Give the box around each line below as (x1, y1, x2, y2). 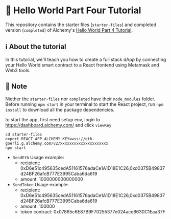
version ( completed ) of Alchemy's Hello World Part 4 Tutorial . (5, 27, 133, 33)
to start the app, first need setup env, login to (5, 116, 101, 122)
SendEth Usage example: (12, 154, 64, 160)
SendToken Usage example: (12, 181, 69, 187)
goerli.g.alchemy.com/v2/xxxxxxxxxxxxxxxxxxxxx (5, 141, 109, 146)
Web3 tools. (5, 67, 31, 73)
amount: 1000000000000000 (20, 176, 83, 182)
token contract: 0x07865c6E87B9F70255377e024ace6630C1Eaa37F (20, 208, 166, 214)
